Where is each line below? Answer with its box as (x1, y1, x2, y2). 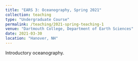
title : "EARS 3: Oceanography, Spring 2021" (5, 7, 102, 13)
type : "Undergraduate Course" (5, 17, 70, 22)
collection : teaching (5, 12, 52, 17)
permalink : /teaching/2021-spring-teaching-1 (5, 21, 104, 27)
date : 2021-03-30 (5, 31, 42, 36)
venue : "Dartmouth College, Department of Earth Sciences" (5, 26, 134, 32)
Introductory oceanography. (5, 49, 64, 56)
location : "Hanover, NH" (5, 36, 58, 41)
